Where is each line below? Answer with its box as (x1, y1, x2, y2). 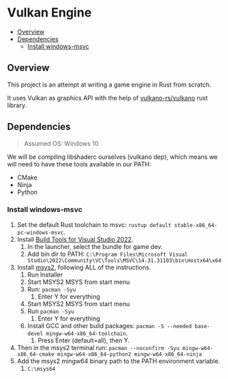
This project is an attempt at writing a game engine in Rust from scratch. (7, 80, 212, 89)
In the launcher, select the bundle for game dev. (27, 242, 163, 250)
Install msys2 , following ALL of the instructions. (16, 263, 151, 271)
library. (7, 101, 27, 109)
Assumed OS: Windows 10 (23, 139, 99, 147)
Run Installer (27, 270, 63, 279)
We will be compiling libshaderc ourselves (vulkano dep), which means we (7, 153, 218, 161)
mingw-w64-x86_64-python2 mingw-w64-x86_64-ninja (57, 351, 203, 358)
